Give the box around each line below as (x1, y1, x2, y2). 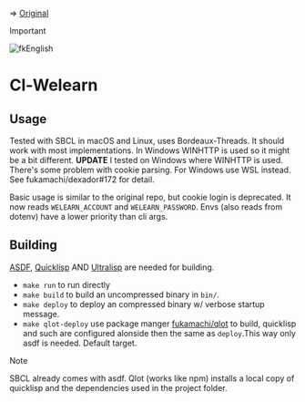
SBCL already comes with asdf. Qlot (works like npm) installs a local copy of (9, 373, 295, 384)
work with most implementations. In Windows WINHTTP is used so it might (9, 145, 290, 156)
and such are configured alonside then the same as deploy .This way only (22, 327, 296, 338)
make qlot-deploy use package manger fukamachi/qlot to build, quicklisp (22, 318, 297, 329)
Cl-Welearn (9, 75, 98, 96)
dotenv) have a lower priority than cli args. (9, 211, 168, 222)
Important (9, 26, 46, 36)
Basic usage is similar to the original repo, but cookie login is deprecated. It (9, 191, 291, 202)
